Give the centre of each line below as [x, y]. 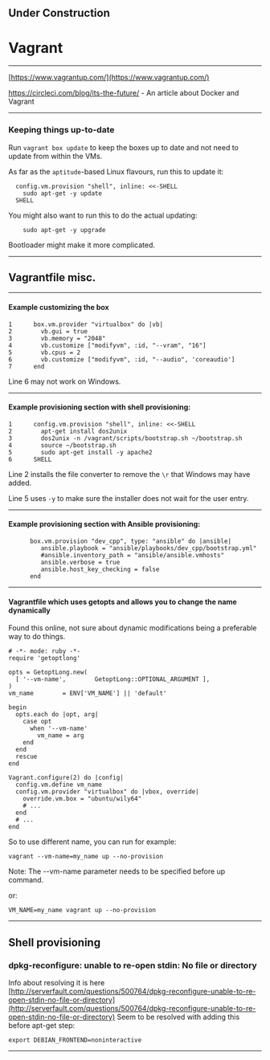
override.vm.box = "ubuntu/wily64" [82, 799]
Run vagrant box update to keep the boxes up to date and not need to [124, 147]
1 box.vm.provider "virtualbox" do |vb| [86, 324]
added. [20, 483]
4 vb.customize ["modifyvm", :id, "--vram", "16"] [107, 345]
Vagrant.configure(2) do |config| [66, 778]
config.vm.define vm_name [59, 785]
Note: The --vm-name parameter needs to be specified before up [117, 871]
